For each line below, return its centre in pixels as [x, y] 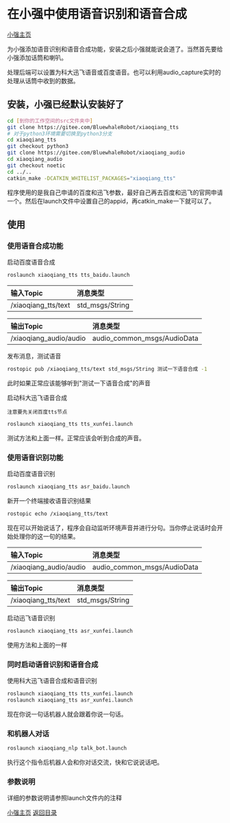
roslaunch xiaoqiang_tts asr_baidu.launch [68, 487]
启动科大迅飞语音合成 [37, 397]
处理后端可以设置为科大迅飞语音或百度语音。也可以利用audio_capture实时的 [114, 72]
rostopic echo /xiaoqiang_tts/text [58, 514]
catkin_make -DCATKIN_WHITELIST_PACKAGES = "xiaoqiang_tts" [91, 178]
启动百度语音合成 [31, 262]
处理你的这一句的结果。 [46, 536]
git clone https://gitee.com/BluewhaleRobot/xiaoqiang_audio [96, 153]
